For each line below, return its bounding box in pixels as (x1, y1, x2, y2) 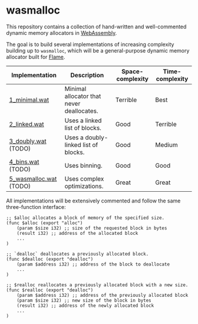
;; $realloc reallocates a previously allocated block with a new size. (6, 282, 189, 288)
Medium (155, 140, 178, 149)
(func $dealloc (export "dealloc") (6, 256, 94, 262)
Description (70, 71, 104, 79)
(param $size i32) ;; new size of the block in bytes (16, 297, 151, 303)
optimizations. (64, 182, 104, 190)
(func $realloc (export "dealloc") (6, 287, 94, 293)
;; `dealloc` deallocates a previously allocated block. (6, 251, 149, 257)
